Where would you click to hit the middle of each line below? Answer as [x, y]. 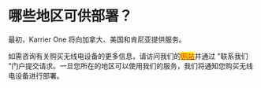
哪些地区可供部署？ [71, 16]
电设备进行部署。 [36, 75]
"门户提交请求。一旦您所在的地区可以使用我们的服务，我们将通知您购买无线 [131, 66]
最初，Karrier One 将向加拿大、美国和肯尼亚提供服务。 [97, 39]
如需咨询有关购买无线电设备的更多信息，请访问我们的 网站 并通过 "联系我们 [128, 56]
